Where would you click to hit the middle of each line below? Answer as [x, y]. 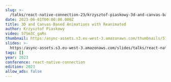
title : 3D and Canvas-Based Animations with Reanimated [66, 24]
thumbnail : [17, 39]
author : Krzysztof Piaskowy [35, 29]
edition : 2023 [20, 67]
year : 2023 [17, 57]
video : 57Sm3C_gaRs [26, 34]
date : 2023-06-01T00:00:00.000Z [39, 19]
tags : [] [15, 52]
